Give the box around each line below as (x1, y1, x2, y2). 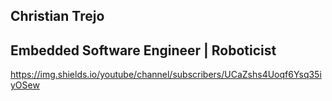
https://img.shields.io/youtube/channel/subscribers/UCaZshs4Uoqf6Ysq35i (10, 69, 322, 81)
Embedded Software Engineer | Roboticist (10, 42, 277, 59)
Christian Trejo (10, 8, 105, 25)
